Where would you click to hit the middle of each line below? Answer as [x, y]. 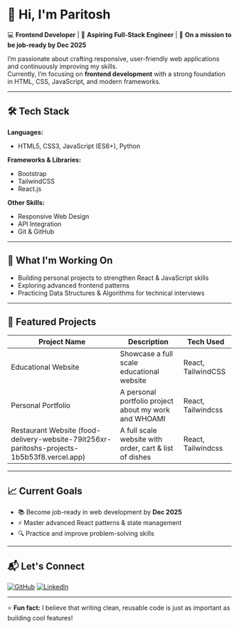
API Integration [39, 224]
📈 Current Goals [45, 491]
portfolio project [147, 401]
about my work [145, 410]
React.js [30, 189]
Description [148, 342]
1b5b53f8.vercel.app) [48, 457]
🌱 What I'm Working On [60, 260]
